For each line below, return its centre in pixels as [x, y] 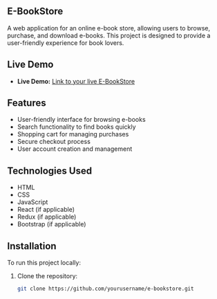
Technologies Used [49, 171]
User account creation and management [75, 149]
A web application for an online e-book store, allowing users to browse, [109, 28]
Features [27, 103]
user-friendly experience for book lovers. [66, 43]
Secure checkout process [54, 142]
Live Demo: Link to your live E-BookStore [76, 81]
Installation [32, 246]
